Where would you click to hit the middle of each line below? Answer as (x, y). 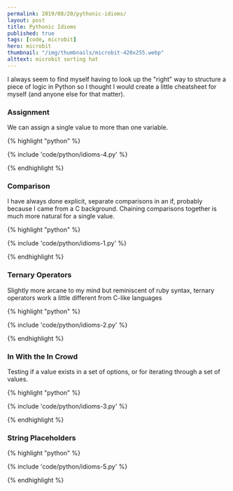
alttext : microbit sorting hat (53, 59)
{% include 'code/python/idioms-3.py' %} (68, 406)
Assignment (29, 112)
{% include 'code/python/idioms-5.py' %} (68, 467)
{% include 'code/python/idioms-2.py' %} (68, 325)
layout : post (26, 20)
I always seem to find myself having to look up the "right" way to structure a (116, 79)
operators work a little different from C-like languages (85, 297)
